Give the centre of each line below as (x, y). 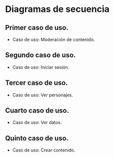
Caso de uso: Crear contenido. (44, 150)
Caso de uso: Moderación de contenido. (54, 39)
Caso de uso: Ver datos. (37, 123)
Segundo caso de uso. (41, 55)
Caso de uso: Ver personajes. (43, 95)
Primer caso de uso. (37, 28)
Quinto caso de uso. (37, 138)
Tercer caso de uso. (37, 83)
